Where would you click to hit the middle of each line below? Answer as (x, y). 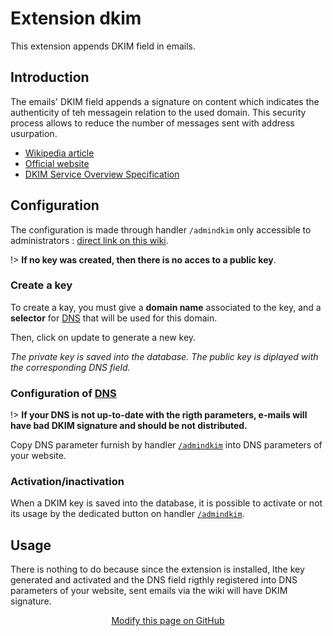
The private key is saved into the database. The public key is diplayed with (164, 356)
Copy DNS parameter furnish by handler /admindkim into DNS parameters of (166, 445)
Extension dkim (76, 18)
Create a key (41, 285)
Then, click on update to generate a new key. (103, 337)
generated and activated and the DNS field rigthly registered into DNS (154, 580)
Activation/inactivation (67, 482)
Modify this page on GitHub (168, 621)
